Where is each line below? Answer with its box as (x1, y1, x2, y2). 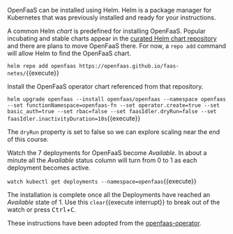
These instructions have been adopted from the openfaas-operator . (7, 219, 202, 227)
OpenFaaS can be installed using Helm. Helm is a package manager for (7, 6, 212, 14)
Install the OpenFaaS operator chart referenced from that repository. (7, 82, 204, 90)
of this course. (7, 136, 49, 143)
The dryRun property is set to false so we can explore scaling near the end (7, 128, 220, 136)
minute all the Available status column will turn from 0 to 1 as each (7, 156, 197, 164)
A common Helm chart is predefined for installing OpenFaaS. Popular (7, 27, 206, 35)
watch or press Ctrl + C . (7, 205, 77, 214)
